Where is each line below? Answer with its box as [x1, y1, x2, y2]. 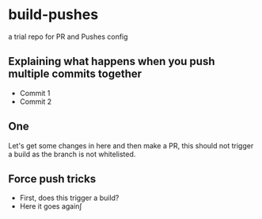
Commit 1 [19, 88, 51, 98]
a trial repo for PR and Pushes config [8, 32, 128, 41]
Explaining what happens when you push [8, 55, 215, 68]
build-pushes [8, 6, 99, 24]
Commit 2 [19, 97, 52, 106]
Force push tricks [8, 172, 97, 186]
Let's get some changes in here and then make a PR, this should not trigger [8, 140, 254, 150]
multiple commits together [8, 67, 142, 81]
